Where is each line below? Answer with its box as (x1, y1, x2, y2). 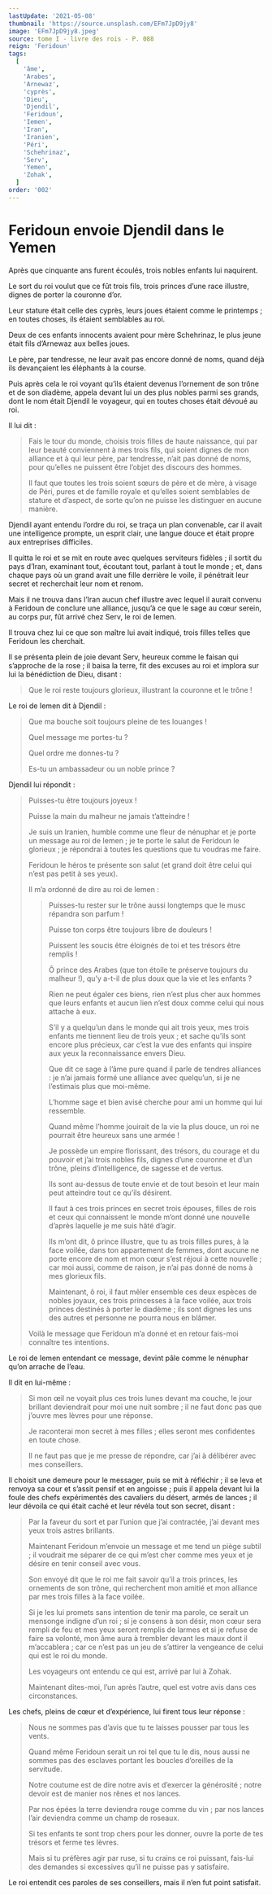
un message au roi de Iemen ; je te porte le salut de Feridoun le (28, 835, 240, 845)
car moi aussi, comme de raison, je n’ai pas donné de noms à (48, 1263, 253, 1272)
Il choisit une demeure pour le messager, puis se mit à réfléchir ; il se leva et (8, 1475, 262, 1485)
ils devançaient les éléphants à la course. (8, 363, 146, 373)
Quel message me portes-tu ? (28, 732, 128, 742)
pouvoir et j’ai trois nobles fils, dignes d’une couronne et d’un (48, 1154, 253, 1164)
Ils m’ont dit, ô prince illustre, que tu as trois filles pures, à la (48, 1236, 249, 1246)
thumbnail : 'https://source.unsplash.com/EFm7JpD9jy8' (8, 20, 198, 28)
